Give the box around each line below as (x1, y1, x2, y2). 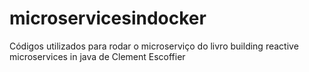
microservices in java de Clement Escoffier (9, 50, 186, 62)
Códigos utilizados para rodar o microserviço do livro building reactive (9, 40, 299, 52)
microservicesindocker (9, 7, 207, 30)
